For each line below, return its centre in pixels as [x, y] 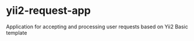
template [17, 32]
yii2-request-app [49, 11]
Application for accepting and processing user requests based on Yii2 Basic [97, 27]
